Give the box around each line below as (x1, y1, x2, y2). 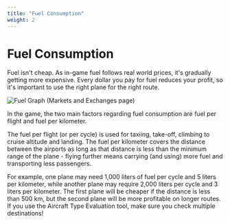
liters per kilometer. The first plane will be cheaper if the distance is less (7, 187, 211, 196)
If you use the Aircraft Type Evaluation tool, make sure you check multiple (7, 202, 216, 210)
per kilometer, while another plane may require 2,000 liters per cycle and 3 (7, 180, 218, 189)
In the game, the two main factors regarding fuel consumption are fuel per (7, 110, 217, 118)
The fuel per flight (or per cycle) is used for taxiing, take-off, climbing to (7, 130, 210, 139)
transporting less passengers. (7, 159, 92, 168)
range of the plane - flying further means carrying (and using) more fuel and (7, 152, 223, 161)
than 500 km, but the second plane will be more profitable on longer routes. (7, 195, 221, 203)
